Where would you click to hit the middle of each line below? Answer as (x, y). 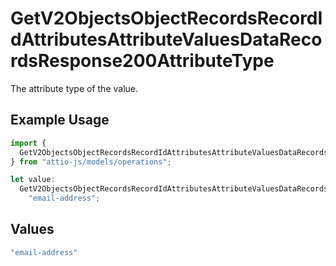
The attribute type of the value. (74, 88)
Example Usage (60, 120)
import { (28, 143)
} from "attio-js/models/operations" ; (91, 162)
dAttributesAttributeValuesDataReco (166, 39)
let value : (33, 180)
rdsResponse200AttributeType (142, 61)
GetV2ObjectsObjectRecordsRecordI (166, 18)
